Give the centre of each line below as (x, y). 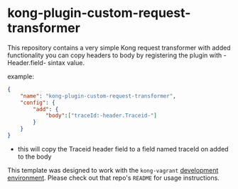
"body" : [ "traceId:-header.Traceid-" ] (101, 116)
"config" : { (38, 103)
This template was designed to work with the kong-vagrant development (113, 170)
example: (21, 76)
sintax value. (66, 62)
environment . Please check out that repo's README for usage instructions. (114, 178)
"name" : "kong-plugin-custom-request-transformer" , (98, 96)
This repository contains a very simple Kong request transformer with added (119, 47)
